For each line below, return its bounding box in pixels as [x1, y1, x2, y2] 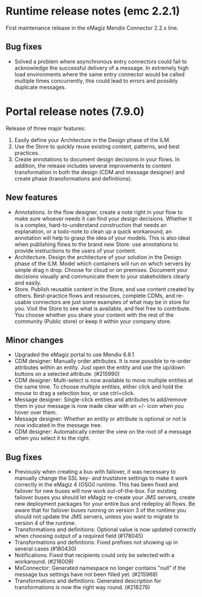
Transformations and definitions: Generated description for [14, 577, 161, 584]
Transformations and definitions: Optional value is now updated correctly [14, 526, 197, 533]
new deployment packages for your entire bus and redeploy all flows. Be [14, 500, 195, 508]
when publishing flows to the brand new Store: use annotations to [14, 240, 179, 248]
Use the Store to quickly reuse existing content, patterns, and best [14, 143, 180, 150]
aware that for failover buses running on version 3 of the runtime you [14, 506, 186, 514]
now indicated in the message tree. [14, 422, 102, 429]
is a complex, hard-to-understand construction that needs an [14, 221, 167, 228]
